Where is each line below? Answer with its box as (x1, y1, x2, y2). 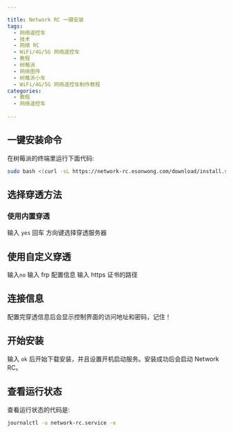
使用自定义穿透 (7, 251, 71, 263)
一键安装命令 (7, 134, 62, 146)
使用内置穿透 (7, 211, 51, 221)
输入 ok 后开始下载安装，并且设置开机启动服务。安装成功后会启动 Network (7, 354, 220, 363)
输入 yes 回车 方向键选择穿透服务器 (7, 229, 107, 237)
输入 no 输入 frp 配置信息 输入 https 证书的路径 (7, 270, 138, 279)
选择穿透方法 (7, 188, 62, 200)
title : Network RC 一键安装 (7, 16, 85, 23)
